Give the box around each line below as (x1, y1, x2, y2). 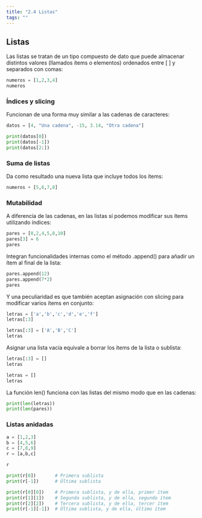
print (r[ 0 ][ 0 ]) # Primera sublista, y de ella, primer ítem (6, 489, 169, 495)
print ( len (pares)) (6, 406, 52, 412)
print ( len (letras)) (6, 400, 55, 406)
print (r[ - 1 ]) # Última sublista (6, 478, 101, 484)
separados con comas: (6, 66, 63, 73)
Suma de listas (6, 159, 50, 167)
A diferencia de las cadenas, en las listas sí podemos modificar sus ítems (6, 213, 188, 220)
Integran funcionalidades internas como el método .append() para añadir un (6, 252, 195, 260)
